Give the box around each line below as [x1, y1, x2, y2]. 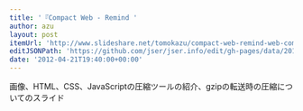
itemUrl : [9, 38, 42, 48]
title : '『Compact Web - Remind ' [9, 13, 138, 23]
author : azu [9, 22, 54, 31]
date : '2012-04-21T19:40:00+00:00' [9, 55, 143, 64]
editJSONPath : [9, 47, 63, 56]
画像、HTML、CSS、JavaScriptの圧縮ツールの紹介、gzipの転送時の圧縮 [9, 81, 278, 91]
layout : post [9, 30, 59, 39]
